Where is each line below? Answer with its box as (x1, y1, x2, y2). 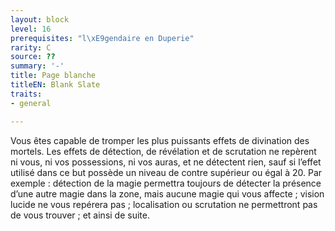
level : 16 (10, 24, 52, 34)
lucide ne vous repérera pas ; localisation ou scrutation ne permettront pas (10, 198, 318, 210)
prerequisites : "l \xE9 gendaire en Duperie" (10, 33, 195, 43)
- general (10, 98, 52, 108)
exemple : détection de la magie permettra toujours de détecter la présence (10, 177, 322, 189)
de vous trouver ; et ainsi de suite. (10, 209, 150, 221)
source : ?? (10, 52, 56, 62)
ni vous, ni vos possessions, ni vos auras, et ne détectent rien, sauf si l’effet (10, 156, 322, 168)
